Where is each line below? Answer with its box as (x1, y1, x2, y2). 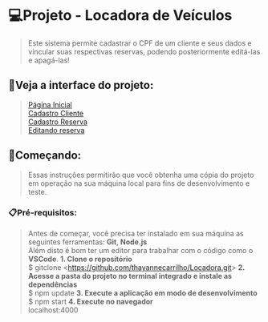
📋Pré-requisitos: (8, 207, 78, 219)
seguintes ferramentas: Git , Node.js (27, 237, 148, 247)
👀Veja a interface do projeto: (8, 78, 154, 92)
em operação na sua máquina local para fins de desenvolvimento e (27, 178, 250, 188)
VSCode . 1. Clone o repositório (27, 254, 132, 264)
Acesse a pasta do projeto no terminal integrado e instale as (27, 271, 233, 280)
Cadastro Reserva (27, 117, 88, 127)
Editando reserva (27, 125, 85, 135)
